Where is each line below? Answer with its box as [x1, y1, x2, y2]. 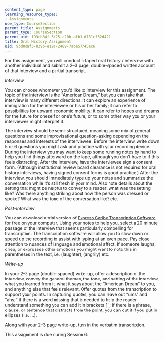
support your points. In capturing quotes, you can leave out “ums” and [5, 291, 147, 297]
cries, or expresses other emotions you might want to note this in [5, 246, 137, 252]
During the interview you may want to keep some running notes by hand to [5, 149, 156, 155]
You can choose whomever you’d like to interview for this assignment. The [5, 87, 156, 93]
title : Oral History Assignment [5, 39, 71, 44]
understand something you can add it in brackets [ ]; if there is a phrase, [5, 302, 151, 308]
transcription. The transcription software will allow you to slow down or [5, 230, 149, 236]
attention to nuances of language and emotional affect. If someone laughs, [5, 241, 156, 247]
